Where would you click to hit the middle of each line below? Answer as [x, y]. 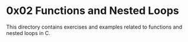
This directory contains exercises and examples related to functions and [94, 27]
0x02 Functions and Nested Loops [93, 11]
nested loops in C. [28, 33]
